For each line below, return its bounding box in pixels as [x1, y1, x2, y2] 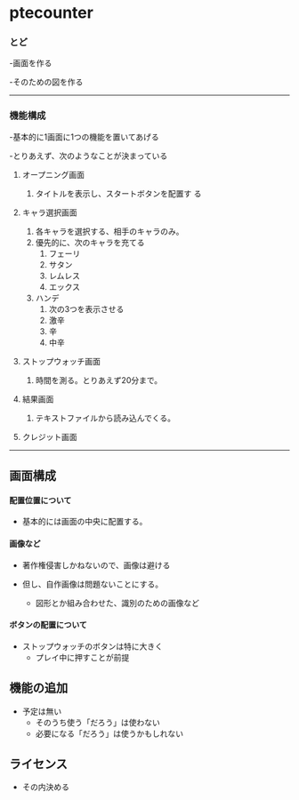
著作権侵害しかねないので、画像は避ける [21, 559, 171, 571]
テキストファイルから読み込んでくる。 [35, 412, 176, 423]
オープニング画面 [21, 169, 85, 180]
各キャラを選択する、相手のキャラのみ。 [35, 226, 184, 236]
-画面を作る [9, 58, 53, 68]
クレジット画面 [21, 431, 77, 442]
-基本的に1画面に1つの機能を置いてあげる [9, 132, 159, 142]
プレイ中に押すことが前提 [35, 652, 130, 662]
